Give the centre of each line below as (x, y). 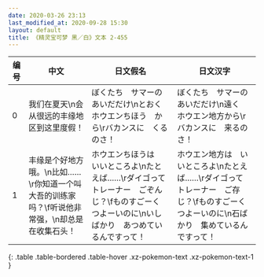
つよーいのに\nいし (127, 213)
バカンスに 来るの (212, 128)
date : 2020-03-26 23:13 (47, 15)
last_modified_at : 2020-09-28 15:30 (68, 23)
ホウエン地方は (204, 154)
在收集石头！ (52, 231)
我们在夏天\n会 (56, 105)
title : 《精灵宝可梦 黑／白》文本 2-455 (68, 37)
